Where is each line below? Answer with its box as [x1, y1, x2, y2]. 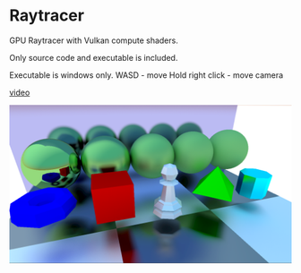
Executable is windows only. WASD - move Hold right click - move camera [9, 69, 284, 81]
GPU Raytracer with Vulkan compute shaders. [9, 35, 179, 46]
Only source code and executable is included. [9, 52, 178, 63]
